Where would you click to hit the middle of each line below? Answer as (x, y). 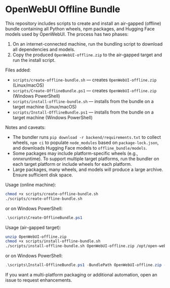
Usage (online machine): (31, 185)
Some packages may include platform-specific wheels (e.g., (75, 153)
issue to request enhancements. (39, 280)
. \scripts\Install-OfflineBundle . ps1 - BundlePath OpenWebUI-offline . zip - (86, 265)
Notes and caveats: (25, 127)
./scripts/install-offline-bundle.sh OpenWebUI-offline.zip (70, 246)
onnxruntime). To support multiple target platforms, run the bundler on (86, 159)
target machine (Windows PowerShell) (52, 117)
